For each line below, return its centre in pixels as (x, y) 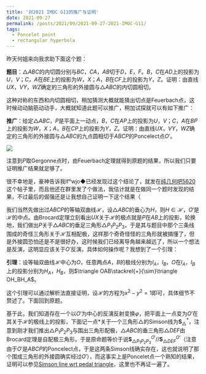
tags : (13, 29)
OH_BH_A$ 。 (23, 280)
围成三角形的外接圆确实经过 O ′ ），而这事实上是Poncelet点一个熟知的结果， (105, 357)
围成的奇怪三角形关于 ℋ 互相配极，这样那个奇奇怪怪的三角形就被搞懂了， (98, 234)
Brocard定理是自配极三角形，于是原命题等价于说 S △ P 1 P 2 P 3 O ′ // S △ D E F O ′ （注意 (101, 340)
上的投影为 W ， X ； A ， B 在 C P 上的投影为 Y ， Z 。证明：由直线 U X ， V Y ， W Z (98, 128)
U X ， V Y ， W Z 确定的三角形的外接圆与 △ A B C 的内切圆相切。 (80, 87)
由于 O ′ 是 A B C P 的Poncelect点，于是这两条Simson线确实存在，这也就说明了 (100, 349)
